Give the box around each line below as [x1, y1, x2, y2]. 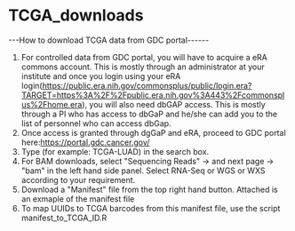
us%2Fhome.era [20, 99, 83, 109]
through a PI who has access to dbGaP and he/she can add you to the [20, 108, 278, 119]
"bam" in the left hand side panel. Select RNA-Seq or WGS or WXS [20, 165, 266, 176]
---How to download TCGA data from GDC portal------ [8, 35, 210, 45]
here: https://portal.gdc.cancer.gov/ [20, 137, 150, 147]
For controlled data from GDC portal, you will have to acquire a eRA [20, 52, 268, 62]
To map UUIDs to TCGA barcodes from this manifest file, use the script [20, 203, 281, 213]
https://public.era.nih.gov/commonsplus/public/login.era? [42, 80, 252, 91]
